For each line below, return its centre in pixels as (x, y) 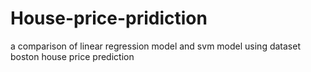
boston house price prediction (72, 56)
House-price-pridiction (109, 18)
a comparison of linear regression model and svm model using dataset (155, 46)
